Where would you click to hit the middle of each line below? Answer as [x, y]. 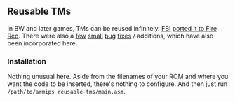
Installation [27, 61]
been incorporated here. [42, 43]
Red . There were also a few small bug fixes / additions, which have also [110, 36]
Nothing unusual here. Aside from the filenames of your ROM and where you [118, 77]
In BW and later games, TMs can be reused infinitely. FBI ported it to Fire [112, 28]
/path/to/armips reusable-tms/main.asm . [66, 92]
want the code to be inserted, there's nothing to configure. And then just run [117, 84]
